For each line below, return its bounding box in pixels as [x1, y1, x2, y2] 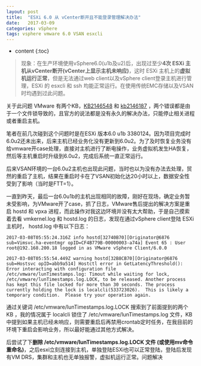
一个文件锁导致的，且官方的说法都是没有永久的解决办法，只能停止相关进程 [11, 110, 195, 117]
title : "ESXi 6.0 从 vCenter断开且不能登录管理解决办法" [6, 14, 141, 20]
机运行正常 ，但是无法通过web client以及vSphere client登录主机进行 [20, 75, 187, 82]
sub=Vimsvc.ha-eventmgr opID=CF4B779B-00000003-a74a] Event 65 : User [6, 240, 186, 246]
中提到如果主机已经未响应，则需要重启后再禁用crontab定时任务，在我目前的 [6, 318, 193, 326]
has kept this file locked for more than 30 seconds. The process [6, 282, 175, 288]
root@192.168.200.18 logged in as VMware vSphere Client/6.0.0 [6, 245, 167, 251]
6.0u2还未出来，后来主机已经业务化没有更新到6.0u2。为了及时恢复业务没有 [6, 138, 192, 145]
